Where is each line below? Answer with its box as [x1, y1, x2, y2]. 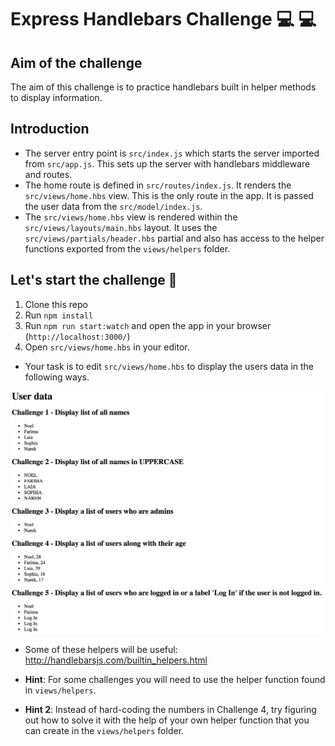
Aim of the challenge [10, 54, 143, 71]
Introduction [10, 121, 90, 138]
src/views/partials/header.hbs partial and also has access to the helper [24, 232, 325, 244]
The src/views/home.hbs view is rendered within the [24, 211, 238, 223]
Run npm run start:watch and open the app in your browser [24, 319, 272, 331]
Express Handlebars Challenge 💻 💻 [10, 8, 317, 31]
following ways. [24, 371, 90, 383]
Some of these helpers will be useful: [24, 643, 178, 655]
